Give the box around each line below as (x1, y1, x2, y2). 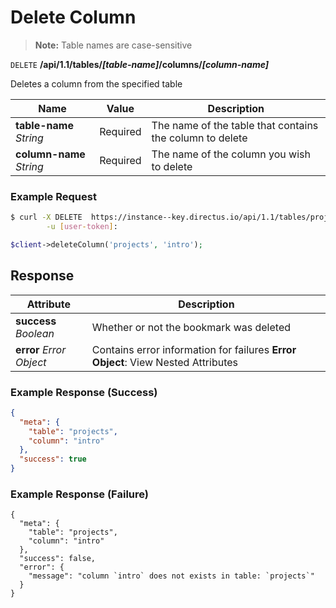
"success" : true (19, 454, 87, 465)
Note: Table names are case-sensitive (34, 39, 193, 51)
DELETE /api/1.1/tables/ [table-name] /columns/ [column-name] (10, 58, 270, 70)
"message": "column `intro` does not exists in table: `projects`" (28, 571, 315, 581)
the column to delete (151, 131, 248, 145)
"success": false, (19, 554, 97, 564)
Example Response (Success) (10, 385, 158, 399)
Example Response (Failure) (10, 487, 149, 501)
